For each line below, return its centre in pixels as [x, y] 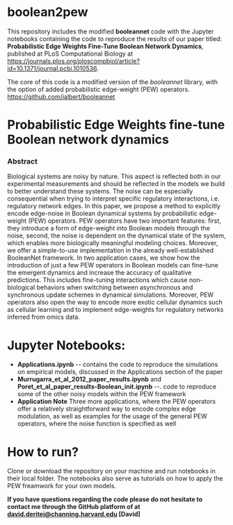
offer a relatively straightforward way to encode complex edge [106, 409]
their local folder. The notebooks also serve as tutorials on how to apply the [115, 478]
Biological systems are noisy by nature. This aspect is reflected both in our [114, 177]
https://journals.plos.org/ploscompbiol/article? [74, 61]
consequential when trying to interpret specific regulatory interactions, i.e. [114, 198]
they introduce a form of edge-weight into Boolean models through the [109, 228]
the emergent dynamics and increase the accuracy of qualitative [99, 273]
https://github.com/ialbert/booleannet [61, 96]
